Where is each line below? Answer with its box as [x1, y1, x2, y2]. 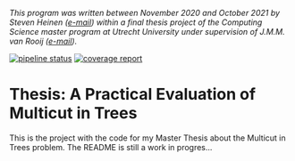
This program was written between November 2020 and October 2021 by [9, 8, 280, 18]
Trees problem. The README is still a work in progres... [9, 141, 213, 152]
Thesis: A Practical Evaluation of [9, 85, 257, 105]
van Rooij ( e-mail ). [9, 36, 78, 46]
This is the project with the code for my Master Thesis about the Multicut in [9, 133, 286, 143]
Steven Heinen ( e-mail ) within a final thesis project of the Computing [9, 17, 263, 28]
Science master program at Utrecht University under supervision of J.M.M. [9, 27, 285, 36]
